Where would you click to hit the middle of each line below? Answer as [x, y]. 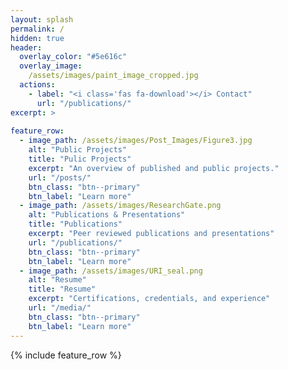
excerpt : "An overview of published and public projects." [154, 168]
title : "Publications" [75, 224]
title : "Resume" [62, 289]
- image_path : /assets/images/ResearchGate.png [120, 206]
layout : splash [42, 19]
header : [26, 47]
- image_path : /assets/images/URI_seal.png [111, 271]
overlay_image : [51, 66]
